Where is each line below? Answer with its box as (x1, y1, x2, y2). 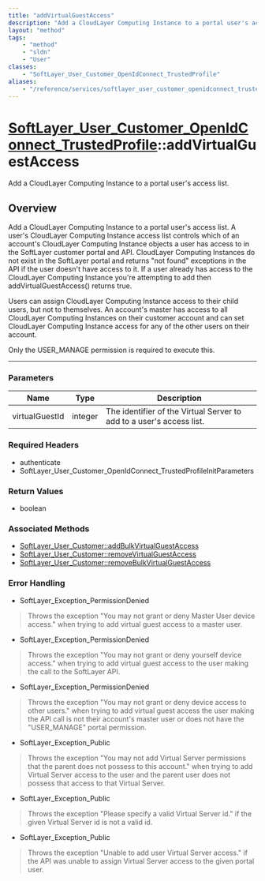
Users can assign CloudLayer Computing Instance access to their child (8, 297, 239, 306)
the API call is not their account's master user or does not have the (27, 714, 244, 723)
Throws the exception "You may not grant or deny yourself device (27, 650, 242, 659)
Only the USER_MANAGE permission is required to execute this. (8, 345, 215, 355)
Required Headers (8, 440, 79, 451)
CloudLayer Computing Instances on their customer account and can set (8, 313, 244, 323)
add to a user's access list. (106, 416, 205, 427)
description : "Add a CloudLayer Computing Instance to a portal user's (8, 19, 248, 27)
